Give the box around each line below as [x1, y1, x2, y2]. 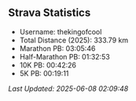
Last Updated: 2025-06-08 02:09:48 [8, 84, 129, 93]
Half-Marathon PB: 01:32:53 [19, 52, 110, 61]
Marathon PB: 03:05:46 [19, 43, 96, 53]
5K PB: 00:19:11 [19, 68, 69, 78]
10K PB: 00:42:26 [19, 60, 77, 70]
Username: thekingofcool [19, 27, 102, 36]
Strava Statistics [8, 6, 91, 20]
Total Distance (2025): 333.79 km [19, 35, 128, 45]
